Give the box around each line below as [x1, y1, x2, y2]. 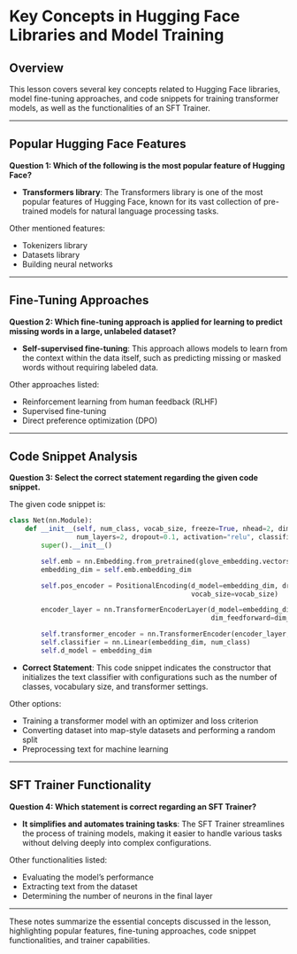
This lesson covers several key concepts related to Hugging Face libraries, [9, 84, 281, 94]
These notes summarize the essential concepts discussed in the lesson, [9, 916, 271, 927]
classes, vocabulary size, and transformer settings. [21, 681, 209, 692]
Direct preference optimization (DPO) [21, 415, 158, 426]
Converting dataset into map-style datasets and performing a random [21, 724, 276, 735]
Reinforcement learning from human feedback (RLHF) [21, 396, 218, 407]
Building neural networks [21, 259, 113, 270]
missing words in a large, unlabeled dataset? [9, 325, 177, 336]
